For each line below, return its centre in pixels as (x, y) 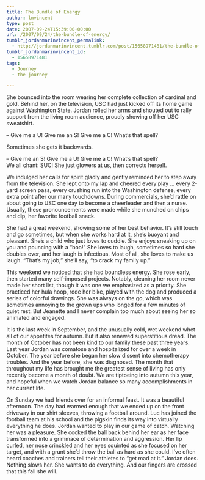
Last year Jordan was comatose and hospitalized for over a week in (91, 349)
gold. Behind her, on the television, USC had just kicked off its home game (99, 104)
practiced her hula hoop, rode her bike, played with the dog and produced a (102, 292)
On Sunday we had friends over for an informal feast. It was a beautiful (95, 400)
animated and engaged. (36, 318)
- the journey (30, 75)
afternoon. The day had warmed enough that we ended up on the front (95, 407)
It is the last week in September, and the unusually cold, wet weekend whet (101, 330)
